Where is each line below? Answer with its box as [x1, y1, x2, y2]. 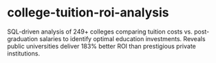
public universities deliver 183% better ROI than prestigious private [7, 42, 196, 50]
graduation [7, 34, 39, 42]
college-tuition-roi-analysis [7, 5, 169, 21]
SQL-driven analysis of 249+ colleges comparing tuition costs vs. [7, 27, 193, 36]
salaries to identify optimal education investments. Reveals [39, 34, 206, 42]
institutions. [7, 49, 40, 58]
